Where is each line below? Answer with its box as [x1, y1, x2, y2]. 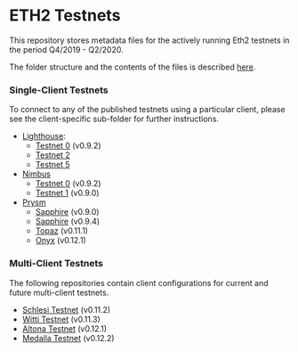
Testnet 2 [35, 150, 71, 160]
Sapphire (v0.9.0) [35, 207, 100, 217]
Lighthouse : [21, 131, 67, 142]
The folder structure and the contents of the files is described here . [9, 61, 256, 72]
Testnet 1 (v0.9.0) [35, 188, 100, 199]
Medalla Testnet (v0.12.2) [21, 332, 115, 343]
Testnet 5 [35, 160, 70, 170]
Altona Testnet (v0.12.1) [21, 323, 108, 334]
